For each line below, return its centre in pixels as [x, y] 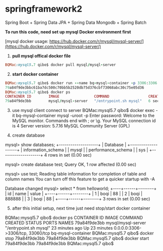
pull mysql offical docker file [41, 56]
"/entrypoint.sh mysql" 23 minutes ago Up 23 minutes [59, 228]
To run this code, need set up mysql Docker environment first [68, 32]
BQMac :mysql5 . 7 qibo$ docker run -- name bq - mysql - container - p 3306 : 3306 [81, 83]
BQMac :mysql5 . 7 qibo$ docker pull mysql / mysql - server [61, 65]
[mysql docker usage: [27, 41]
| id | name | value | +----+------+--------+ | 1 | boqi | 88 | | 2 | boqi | [74, 194]
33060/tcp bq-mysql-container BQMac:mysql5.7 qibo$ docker [91, 233]
